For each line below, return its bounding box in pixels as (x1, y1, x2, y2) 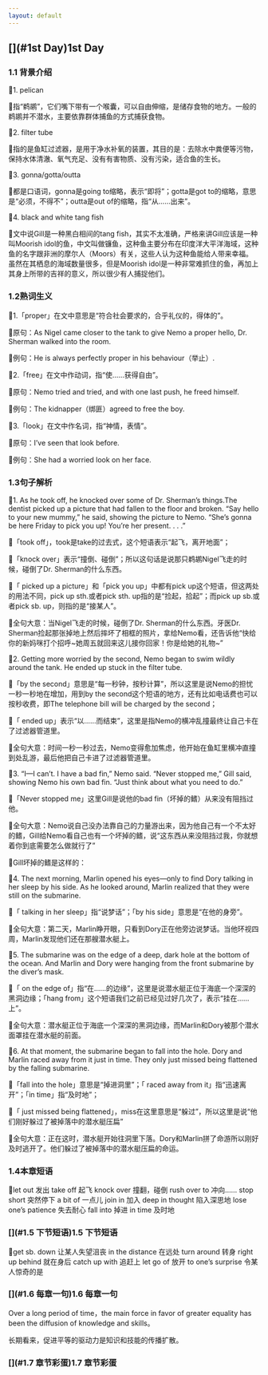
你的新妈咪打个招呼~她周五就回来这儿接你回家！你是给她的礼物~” (8, 638, 223, 648)
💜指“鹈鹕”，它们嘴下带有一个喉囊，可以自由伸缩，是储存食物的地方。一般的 (8, 101, 257, 112)
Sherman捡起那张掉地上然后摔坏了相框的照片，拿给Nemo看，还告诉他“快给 (8, 628, 257, 637)
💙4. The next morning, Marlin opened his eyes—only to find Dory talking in (8, 874, 254, 883)
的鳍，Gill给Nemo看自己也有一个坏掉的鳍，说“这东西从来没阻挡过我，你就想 (8, 830, 258, 840)
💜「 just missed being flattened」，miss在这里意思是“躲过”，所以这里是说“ (8, 1107, 251, 1116)
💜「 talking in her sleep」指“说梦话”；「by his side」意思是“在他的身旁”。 (8, 907, 247, 917)
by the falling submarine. (8, 1063, 90, 1072)
